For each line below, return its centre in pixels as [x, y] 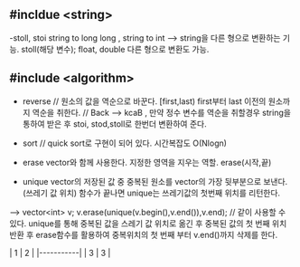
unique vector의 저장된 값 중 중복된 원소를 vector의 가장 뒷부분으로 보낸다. [155, 181]
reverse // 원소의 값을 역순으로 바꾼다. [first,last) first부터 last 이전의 [144, 101]
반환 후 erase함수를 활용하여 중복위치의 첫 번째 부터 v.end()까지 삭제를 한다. [144, 234]
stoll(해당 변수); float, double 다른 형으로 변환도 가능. [115, 49]
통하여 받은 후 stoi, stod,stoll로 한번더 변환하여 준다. [114, 124]
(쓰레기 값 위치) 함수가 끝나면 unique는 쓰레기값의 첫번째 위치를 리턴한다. [151, 193]
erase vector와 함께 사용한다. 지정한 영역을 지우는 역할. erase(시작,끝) [147, 162]
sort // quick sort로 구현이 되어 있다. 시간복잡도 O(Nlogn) [125, 143]
